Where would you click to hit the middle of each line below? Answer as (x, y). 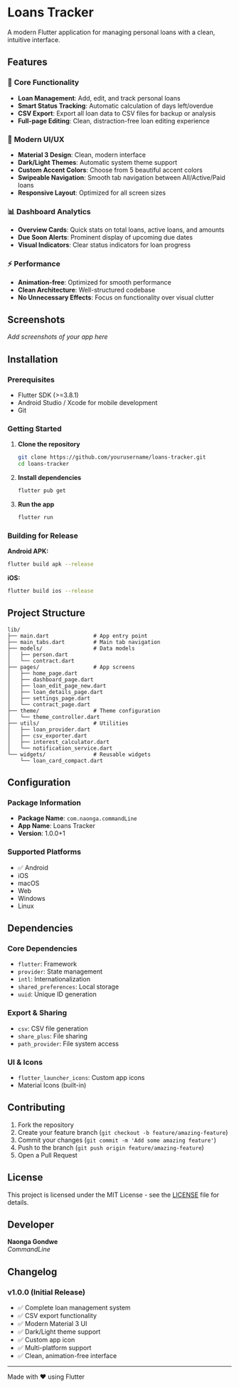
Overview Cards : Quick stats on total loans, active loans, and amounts (121, 230)
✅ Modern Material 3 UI (52, 1324)
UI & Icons (25, 1062)
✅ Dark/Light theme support (59, 1332)
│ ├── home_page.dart (43, 673)
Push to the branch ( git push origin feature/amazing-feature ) (111, 1147)
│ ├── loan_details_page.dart (55, 692)
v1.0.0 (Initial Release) (46, 1292)
